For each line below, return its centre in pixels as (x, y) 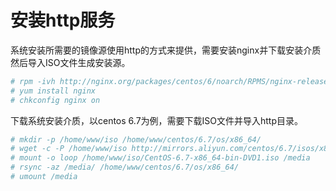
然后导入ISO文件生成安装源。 (70, 62)
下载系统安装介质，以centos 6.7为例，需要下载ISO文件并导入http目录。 (157, 120)
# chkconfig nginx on (55, 100)
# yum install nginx (53, 91)
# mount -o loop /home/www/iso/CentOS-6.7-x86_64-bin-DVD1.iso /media (160, 158)
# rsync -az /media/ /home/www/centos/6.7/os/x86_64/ (125, 167)
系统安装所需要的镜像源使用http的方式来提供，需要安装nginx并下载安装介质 (166, 50)
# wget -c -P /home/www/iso (69, 149)
